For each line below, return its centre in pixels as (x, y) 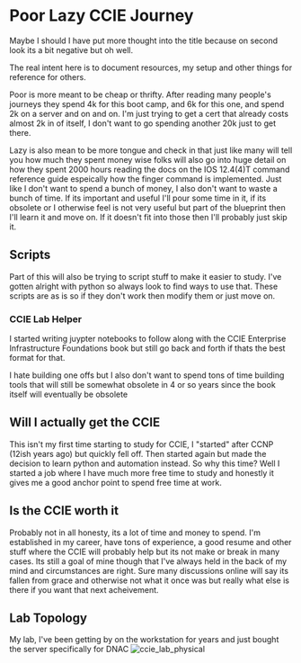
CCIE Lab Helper (46, 318)
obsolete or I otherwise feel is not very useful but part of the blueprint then (147, 207)
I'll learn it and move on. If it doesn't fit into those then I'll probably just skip (148, 217)
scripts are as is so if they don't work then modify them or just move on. (142, 296)
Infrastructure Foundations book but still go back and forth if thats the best (147, 348)
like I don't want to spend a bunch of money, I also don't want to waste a (143, 188)
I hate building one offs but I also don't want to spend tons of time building (147, 375)
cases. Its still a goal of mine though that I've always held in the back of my (148, 561)
